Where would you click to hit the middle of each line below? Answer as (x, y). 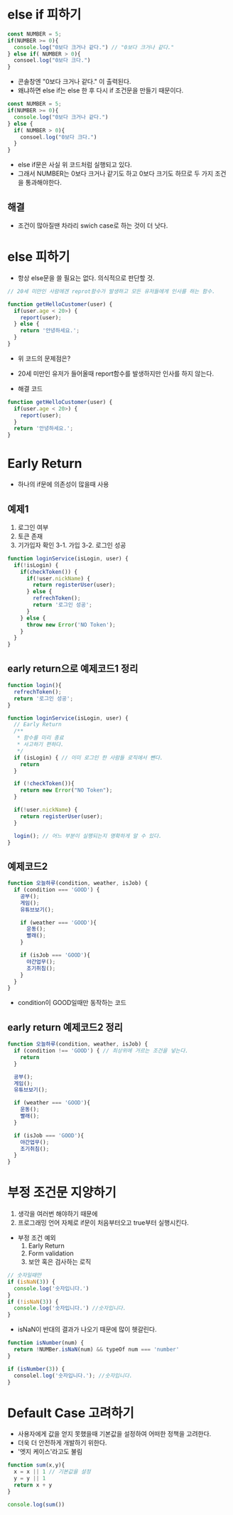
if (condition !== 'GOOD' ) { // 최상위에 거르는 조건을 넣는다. (101, 1051)
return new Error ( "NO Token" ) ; (66, 790)
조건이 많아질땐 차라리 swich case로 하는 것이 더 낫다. (93, 225)
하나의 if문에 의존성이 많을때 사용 (63, 484)
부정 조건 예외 (37, 1238)
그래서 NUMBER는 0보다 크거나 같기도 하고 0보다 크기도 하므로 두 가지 (115, 174)
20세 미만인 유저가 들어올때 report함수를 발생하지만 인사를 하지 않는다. (116, 373)
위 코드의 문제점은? (44, 358)
